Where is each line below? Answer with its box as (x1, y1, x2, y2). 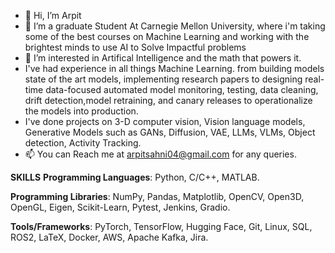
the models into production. (24, 105, 139, 117)
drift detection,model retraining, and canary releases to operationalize (24, 95, 313, 106)
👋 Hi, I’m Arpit (24, 10, 82, 21)
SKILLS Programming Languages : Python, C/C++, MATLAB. (10, 171, 260, 183)
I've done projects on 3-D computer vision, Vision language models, (24, 116, 306, 127)
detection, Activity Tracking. (24, 137, 142, 149)
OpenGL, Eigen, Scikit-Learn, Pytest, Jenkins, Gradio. (10, 201, 231, 213)
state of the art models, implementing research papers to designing (24, 73, 303, 85)
